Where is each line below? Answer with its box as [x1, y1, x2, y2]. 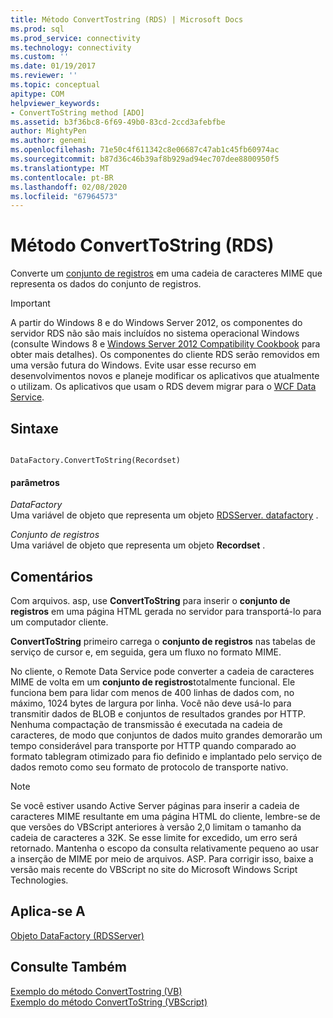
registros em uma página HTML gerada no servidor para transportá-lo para [10, 606, 322, 618]
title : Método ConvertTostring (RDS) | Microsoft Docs [10, 14, 244, 25]
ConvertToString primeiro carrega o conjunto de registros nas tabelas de [10, 636, 316, 648]
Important [10, 297, 51, 310]
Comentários [10, 568, 94, 585]
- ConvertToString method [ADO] [10, 107, 145, 118]
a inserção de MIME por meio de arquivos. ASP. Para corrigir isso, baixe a [10, 853, 314, 865]
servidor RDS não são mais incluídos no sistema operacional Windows [10, 327, 300, 340]
